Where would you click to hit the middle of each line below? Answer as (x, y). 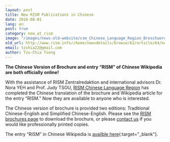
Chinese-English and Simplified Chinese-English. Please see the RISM (78, 113)
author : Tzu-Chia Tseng (30, 52)
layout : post (19, 10)
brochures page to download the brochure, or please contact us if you (78, 119)
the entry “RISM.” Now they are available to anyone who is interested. (78, 98)
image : (12, 39)
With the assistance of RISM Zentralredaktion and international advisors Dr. (83, 82)
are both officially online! (32, 72)
